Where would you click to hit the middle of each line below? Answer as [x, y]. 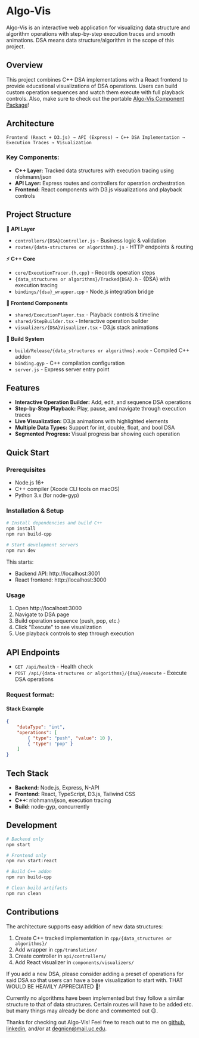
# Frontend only [26, 855]
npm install [21, 529]
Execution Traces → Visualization [49, 142]
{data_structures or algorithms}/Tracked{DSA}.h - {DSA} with [92, 279]
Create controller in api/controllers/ [60, 956]
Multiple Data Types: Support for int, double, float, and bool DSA [95, 428]
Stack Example [25, 709]
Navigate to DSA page [42, 614]
